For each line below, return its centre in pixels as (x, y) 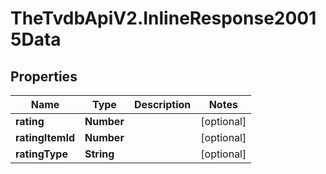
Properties (44, 76)
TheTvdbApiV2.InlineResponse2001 (163, 18)
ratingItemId (45, 137)
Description (162, 104)
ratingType (41, 154)
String (99, 154)
